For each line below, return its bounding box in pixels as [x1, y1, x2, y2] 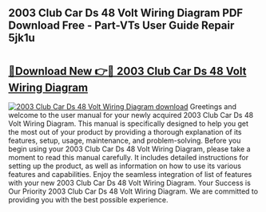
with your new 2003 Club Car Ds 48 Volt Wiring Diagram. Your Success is [8, 179, 252, 187]
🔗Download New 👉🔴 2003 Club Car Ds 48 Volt [8, 64, 247, 78]
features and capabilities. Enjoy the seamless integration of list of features [8, 170, 252, 179]
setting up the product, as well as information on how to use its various [8, 161, 242, 171]
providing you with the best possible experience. [8, 195, 169, 204]
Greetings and [189, 102, 237, 111]
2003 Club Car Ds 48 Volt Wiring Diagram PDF [8, 6, 244, 20]
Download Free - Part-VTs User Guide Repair [8, 19, 235, 33]
